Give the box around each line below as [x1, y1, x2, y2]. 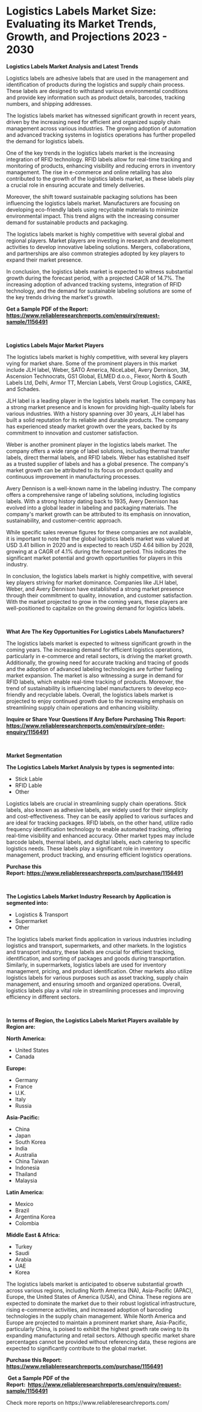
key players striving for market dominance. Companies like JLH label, [6, 578, 178, 586]
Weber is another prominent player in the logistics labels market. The [6, 441, 178, 448]
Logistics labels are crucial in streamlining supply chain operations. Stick [6, 800, 187, 807]
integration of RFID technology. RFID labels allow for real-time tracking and [6, 155, 192, 163]
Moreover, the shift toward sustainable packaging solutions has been [6, 193, 178, 200]
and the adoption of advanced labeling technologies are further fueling [6, 665, 182, 672]
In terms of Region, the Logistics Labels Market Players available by [6, 1017, 179, 1024]
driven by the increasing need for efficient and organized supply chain [6, 118, 181, 125]
